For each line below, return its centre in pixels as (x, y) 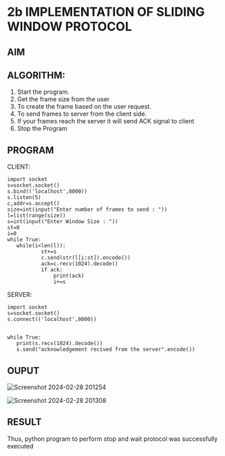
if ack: (52, 270)
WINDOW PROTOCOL (69, 27)
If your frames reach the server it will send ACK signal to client (106, 121)
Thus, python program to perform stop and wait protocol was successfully (112, 439)
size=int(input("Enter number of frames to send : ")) (87, 210)
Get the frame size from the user (63, 99)
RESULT (24, 422)
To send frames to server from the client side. (82, 114)
